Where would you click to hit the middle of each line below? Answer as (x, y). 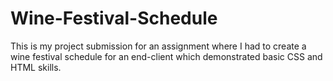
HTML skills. (36, 67)
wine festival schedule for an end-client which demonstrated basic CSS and (166, 56)
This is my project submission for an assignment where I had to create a (158, 46)
